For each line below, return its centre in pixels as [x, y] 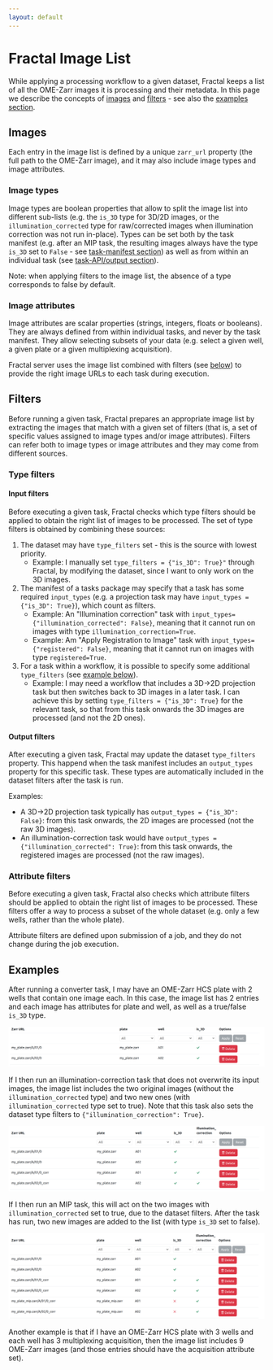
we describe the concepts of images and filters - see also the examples [128, 98]
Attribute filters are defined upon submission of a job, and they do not [125, 936]
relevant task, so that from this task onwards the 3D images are [139, 709]
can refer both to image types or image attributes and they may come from [134, 444]
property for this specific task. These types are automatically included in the [136, 772]
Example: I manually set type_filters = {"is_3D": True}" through [143, 562]
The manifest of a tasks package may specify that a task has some [132, 588]
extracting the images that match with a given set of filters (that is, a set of [133, 427]
